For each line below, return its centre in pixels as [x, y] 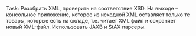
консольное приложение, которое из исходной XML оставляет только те [98, 15]
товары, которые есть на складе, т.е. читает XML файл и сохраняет [91, 21]
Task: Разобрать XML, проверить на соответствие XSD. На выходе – [92, 8]
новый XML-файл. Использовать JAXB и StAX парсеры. [76, 27]
